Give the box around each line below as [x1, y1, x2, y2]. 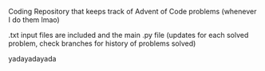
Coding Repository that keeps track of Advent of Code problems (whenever [8, 7, 257, 16]
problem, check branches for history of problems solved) [8, 39, 196, 48]
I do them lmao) [8, 15, 60, 24]
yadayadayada [8, 54, 57, 63]
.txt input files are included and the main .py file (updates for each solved [8, 31, 249, 39]
